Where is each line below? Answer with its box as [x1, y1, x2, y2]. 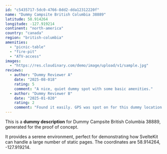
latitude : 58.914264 [5, 16, 48, 21]
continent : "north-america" [5, 26, 64, 31]
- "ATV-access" [9, 53, 41, 59]
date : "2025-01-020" [14, 95, 57, 100]
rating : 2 [14, 100, 35, 105]
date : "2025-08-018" [14, 77, 57, 82]
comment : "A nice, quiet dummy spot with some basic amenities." [14, 86, 153, 91]
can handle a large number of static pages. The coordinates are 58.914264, [5, 139, 161, 145]
